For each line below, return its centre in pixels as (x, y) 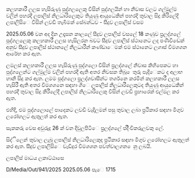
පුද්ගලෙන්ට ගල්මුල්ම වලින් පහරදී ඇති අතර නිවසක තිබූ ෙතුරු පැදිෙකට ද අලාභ (95, 72)
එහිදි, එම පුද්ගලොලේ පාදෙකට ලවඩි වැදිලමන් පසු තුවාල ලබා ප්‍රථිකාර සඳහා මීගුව (95, 110)
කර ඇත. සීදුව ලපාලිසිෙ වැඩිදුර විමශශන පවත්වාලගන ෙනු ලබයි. (79, 146)
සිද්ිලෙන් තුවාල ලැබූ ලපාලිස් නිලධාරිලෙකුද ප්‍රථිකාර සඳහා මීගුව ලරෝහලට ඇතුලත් (98, 139)
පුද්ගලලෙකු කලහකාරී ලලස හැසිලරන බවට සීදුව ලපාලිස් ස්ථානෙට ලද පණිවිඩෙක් (95, 40)
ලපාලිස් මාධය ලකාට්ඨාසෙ (35, 158)
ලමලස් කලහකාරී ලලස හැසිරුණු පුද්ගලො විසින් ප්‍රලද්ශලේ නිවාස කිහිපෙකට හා (92, 65)
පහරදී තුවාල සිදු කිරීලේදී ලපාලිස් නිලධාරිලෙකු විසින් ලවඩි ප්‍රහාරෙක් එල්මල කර (93, 91)
